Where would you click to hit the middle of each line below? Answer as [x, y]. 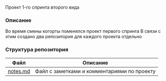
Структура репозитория [37, 50]
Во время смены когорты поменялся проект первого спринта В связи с [83, 31]
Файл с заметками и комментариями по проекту [95, 71]
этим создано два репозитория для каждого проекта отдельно [74, 37]
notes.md [19, 71]
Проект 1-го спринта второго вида [42, 7]
